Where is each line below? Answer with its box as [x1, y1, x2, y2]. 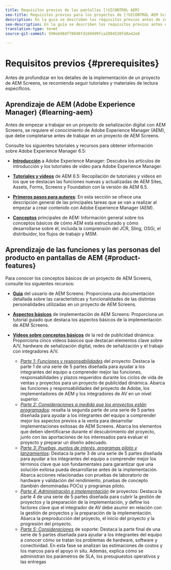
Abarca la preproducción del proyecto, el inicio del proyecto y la [20, 515, 155, 521]
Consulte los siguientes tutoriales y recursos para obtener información [5, 142, 153, 148]
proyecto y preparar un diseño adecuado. [20, 439, 108, 445]
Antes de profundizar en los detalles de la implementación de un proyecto [5, 75, 160, 81]
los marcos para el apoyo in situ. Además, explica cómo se [20, 548, 144, 554]
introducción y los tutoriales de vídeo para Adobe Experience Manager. [12, 163, 162, 169]
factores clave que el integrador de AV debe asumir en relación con [20, 504, 162, 510]
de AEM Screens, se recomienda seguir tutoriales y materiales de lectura [5, 80, 158, 86]
